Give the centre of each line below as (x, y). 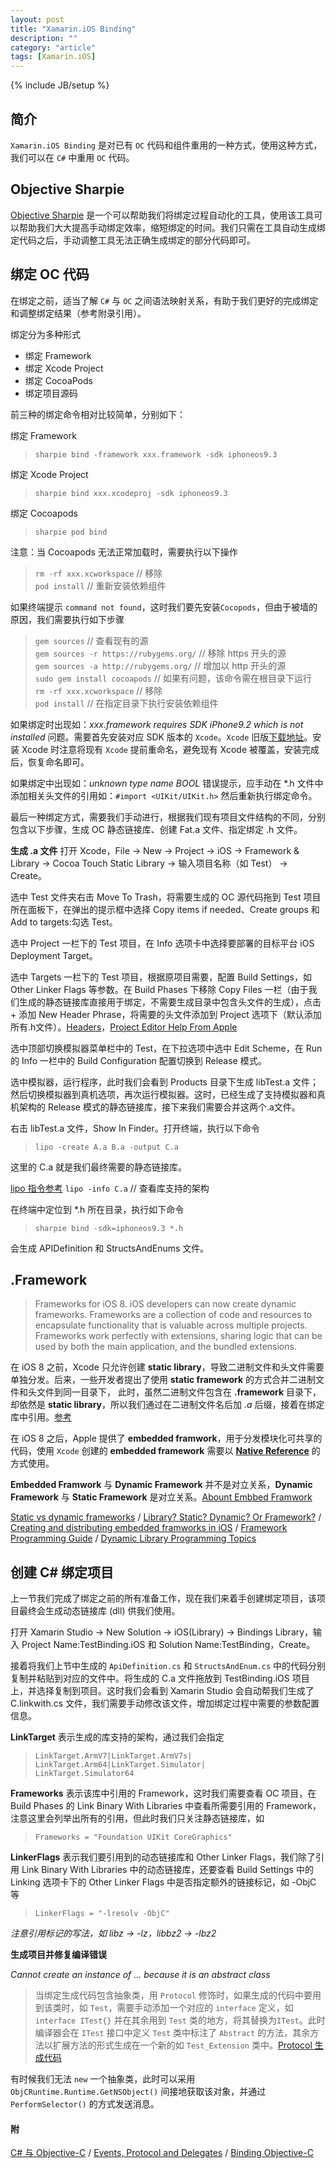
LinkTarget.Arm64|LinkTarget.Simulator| (120, 1765)
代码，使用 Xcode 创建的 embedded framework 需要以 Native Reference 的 (165, 1451)
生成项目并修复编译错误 (58, 1955)
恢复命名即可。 (58, 762)
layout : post (37, 19)
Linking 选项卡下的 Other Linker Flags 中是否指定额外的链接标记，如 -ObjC (163, 1882)
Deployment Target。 (54, 955)
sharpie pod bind (71, 532)
